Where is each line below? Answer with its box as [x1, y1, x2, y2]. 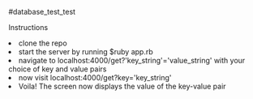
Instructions [8, 23, 49, 32]
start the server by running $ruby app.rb [19, 47, 153, 56]
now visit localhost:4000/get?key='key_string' [19, 73, 172, 82]
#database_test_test [8, 7, 75, 16]
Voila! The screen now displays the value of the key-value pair [19, 81, 226, 91]
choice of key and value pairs [8, 64, 107, 74]
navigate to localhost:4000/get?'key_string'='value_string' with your [19, 56, 246, 65]
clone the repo [19, 38, 67, 48]
